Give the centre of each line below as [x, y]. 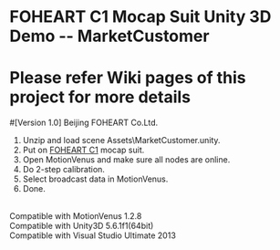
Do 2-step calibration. [63, 170]
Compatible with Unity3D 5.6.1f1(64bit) [82, 226]
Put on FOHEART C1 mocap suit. [83, 150]
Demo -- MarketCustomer [109, 36]
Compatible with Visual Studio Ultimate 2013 [93, 235]
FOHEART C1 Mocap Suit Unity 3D [140, 17]
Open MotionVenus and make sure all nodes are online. [126, 160]
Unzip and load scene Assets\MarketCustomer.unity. [121, 141]
